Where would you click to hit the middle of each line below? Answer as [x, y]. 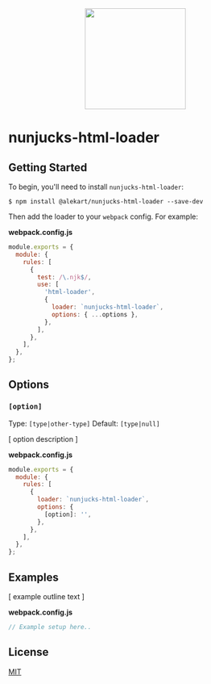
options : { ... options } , [95, 314]
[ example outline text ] [46, 596]
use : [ [48, 285]
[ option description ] [43, 439]
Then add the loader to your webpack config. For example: [103, 216]
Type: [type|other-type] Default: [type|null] [84, 423]
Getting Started [48, 168]
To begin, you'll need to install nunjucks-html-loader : [96, 187]
